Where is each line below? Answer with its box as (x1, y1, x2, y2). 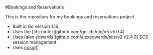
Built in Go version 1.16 (12, 23, 59, 29)
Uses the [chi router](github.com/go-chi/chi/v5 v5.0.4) (12, 29, 125, 34)
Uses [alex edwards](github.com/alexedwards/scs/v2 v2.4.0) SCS (12, 34, 149, 40)
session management (12, 39, 57, 45)
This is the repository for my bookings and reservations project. (5, 14, 136, 19)
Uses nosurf (12, 45, 38, 50)
